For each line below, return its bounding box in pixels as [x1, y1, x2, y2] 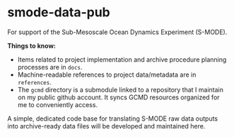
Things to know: [7, 41, 57, 50]
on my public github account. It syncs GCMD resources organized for [17, 93, 221, 102]
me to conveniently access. [17, 100, 98, 109]
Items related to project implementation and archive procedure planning [17, 55, 227, 64]
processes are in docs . [17, 62, 83, 71]
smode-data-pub [7, 4, 111, 21]
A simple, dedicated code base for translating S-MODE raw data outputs [7, 114, 218, 123]
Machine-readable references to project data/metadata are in [17, 70, 197, 79]
